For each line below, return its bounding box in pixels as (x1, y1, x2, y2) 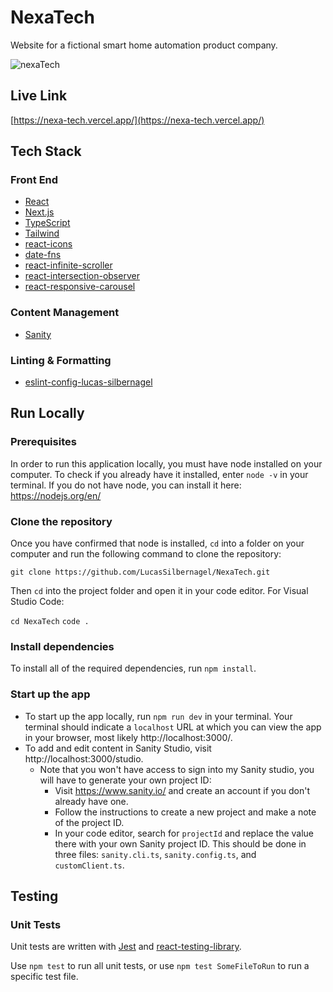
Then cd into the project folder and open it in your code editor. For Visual (10, 585, 309, 597)
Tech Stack (10, 143, 82, 160)
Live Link (10, 87, 68, 105)
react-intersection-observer (24, 270, 140, 282)
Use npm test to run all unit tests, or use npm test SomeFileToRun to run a (10, 960, 310, 972)
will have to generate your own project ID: (39, 774, 212, 786)
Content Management (10, 306, 120, 320)
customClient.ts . (54, 859, 125, 871)
